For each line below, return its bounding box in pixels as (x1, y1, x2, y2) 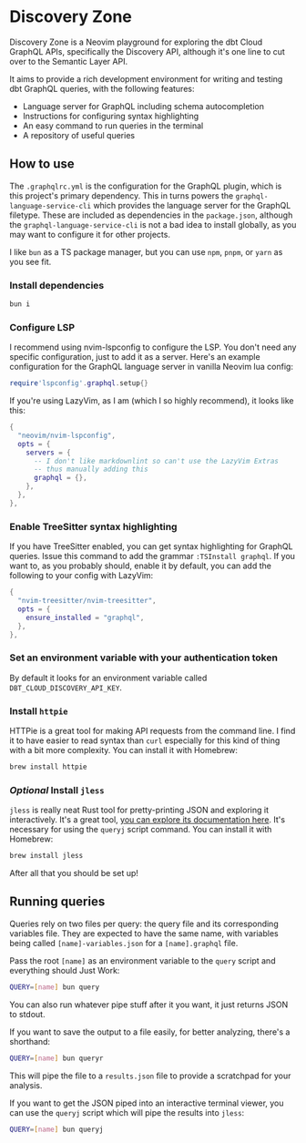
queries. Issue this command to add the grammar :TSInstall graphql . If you (9, 551, 296, 562)
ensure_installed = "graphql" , (25, 613, 145, 622)
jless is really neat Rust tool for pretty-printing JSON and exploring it (9, 804, 269, 816)
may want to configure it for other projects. (9, 229, 171, 240)
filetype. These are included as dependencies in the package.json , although (9, 209, 293, 220)
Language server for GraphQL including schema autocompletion (22, 100, 264, 111)
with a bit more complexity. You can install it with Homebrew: (9, 744, 239, 755)
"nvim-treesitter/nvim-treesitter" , (17, 597, 157, 606)
